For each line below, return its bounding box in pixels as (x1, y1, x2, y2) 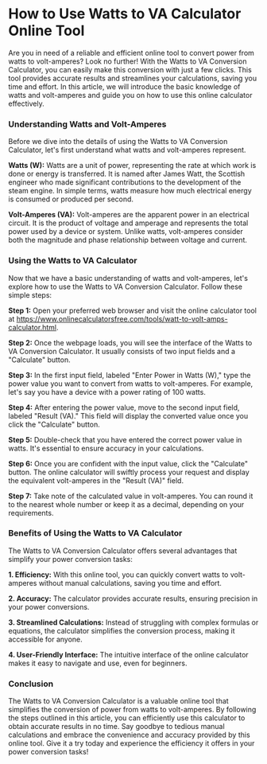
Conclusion (8, 678, 54, 689)
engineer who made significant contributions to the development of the (8, 177, 242, 187)
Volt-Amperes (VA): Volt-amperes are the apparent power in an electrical (8, 210, 250, 220)
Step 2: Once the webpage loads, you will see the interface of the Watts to (8, 337, 253, 347)
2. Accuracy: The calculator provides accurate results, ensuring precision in (8, 594, 258, 603)
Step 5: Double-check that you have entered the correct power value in (8, 435, 242, 444)
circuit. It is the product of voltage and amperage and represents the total (8, 218, 249, 228)
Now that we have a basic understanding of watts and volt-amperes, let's (8, 273, 249, 283)
